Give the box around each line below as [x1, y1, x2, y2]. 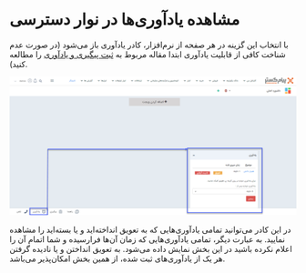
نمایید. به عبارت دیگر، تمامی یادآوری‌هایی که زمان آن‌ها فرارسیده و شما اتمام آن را [9, 233, 285, 245]
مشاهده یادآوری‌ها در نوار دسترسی [9, 9, 240, 30]
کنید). [9, 58, 28, 69]
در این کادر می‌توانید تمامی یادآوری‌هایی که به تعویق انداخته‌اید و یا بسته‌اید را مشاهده [9, 224, 291, 235]
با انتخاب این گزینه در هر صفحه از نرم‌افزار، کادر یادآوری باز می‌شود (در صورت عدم [9, 39, 289, 50]
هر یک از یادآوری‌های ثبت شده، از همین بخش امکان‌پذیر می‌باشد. [9, 253, 226, 264]
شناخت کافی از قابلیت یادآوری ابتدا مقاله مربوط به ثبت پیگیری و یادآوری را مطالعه [9, 48, 287, 59]
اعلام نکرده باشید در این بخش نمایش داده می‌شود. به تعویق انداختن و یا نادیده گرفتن [9, 243, 293, 254]
